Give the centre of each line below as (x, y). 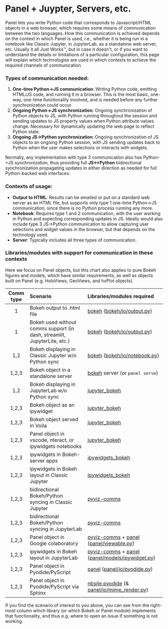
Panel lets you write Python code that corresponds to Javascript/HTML (78, 23)
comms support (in (52, 328)
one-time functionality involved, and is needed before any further (90, 100)
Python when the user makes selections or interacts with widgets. (80, 148)
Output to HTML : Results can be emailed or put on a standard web (81, 197)
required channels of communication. (44, 65)
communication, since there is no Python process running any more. (83, 208)
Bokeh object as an (52, 405)
